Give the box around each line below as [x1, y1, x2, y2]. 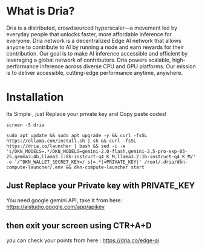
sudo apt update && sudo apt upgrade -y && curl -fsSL [6, 132, 148, 138]
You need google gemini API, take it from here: [6, 196, 123, 204]
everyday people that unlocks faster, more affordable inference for [6, 30, 172, 37]
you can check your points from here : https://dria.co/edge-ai [6, 237, 160, 244]
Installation [6, 91, 64, 104]
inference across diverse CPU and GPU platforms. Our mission [40, 62, 196, 70]
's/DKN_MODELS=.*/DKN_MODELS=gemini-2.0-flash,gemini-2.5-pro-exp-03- [6, 148, 188, 155]
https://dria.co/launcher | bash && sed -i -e [6, 143, 126, 149]
